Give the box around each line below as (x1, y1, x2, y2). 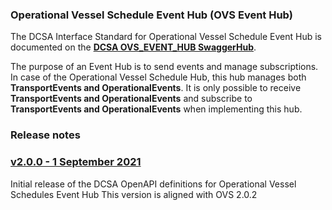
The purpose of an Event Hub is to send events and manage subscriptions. (10, 61, 319, 73)
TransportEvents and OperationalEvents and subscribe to (10, 93, 253, 105)
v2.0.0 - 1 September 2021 (10, 155, 142, 169)
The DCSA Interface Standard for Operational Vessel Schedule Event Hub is (10, 31, 322, 43)
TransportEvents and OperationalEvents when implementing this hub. (10, 103, 303, 115)
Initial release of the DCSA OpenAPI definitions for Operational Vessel (10, 178, 297, 190)
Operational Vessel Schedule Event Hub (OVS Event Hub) (10, 8, 293, 22)
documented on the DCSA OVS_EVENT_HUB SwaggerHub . (10, 41, 257, 53)
